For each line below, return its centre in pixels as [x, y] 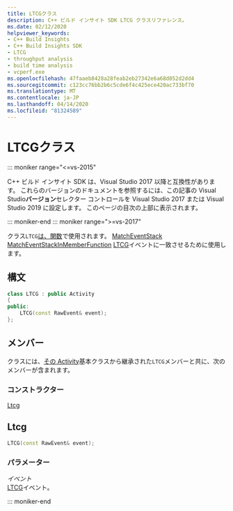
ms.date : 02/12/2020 [37, 26]
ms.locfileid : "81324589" [45, 111]
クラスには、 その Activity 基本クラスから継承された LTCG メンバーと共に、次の [116, 361]
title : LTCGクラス [32, 14]
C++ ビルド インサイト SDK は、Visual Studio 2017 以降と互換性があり [108, 181]
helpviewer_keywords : [39, 33]
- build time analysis [40, 65]
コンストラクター [35, 389]
